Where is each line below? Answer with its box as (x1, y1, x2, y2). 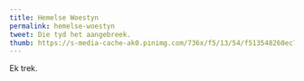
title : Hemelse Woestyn (9, 13, 100, 22)
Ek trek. (9, 63, 38, 74)
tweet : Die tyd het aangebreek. (9, 30, 131, 39)
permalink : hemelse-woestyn (9, 22, 116, 31)
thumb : (9, 38, 34, 48)
